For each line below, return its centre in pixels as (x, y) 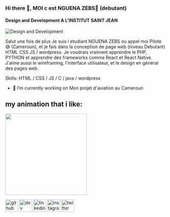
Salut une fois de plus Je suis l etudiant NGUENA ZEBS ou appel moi (77, 41)
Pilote (155, 41)
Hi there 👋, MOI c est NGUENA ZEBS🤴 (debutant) (66, 8)
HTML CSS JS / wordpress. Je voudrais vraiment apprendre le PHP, (76, 52)
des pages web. (22, 69)
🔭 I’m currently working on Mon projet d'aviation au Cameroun (78, 88)
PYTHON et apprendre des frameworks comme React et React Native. (79, 57)
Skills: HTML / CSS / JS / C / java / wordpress (53, 78)
